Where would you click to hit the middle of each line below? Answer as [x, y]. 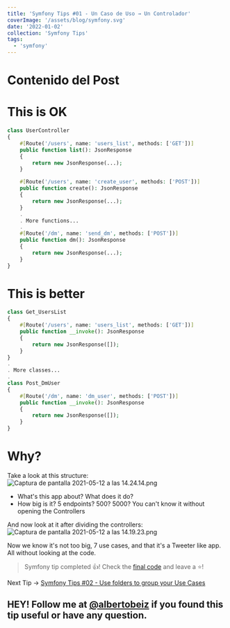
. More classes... [34, 370]
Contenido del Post [64, 80]
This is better [46, 294]
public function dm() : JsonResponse [73, 240]
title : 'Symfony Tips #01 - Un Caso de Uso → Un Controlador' [99, 14]
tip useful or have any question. [77, 615]
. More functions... [49, 221]
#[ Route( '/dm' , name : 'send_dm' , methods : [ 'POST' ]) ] [99, 233]
